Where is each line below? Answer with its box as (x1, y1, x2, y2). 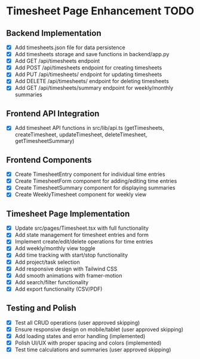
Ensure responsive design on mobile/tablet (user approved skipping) (14, 325, 184, 333)
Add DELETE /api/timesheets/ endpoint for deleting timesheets (14, 78, 169, 85)
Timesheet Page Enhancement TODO (6, 4, 195, 18)
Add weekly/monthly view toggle (14, 245, 96, 252)
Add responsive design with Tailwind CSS (14, 265, 118, 272)
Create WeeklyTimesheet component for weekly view (14, 191, 147, 198)
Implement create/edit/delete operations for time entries (14, 238, 153, 245)
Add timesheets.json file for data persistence (14, 44, 125, 51)
